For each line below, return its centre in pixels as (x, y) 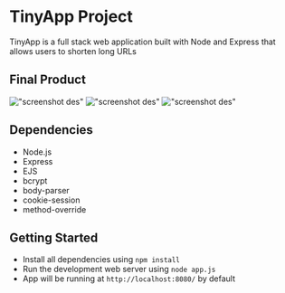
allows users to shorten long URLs (73, 51)
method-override (54, 209)
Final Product (47, 80)
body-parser (46, 190)
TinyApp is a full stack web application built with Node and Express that (142, 42)
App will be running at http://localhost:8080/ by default (128, 279)
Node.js (37, 152)
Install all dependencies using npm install (101, 260)
